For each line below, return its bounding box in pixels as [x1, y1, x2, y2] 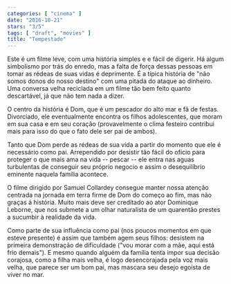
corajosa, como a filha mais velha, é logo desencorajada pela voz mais [7, 256, 209, 264]
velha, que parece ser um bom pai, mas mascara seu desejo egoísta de [7, 263, 211, 272]
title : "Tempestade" [7, 36, 67, 43]
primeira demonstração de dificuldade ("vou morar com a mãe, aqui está [7, 241, 214, 249]
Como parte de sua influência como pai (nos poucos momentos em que [7, 227, 212, 235]
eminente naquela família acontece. [7, 170, 109, 179]
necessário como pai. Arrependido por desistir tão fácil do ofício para [7, 148, 205, 157]
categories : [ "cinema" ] [7, 10, 82, 17]
